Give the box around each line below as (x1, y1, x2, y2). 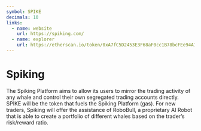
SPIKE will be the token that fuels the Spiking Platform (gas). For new (6, 99, 176, 107)
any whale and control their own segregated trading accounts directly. (6, 93, 179, 101)
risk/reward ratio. (6, 118, 49, 126)
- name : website (11, 25, 52, 32)
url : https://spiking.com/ (17, 31, 84, 37)
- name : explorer (11, 36, 55, 42)
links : (6, 20, 23, 26)
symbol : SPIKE (6, 8, 42, 15)
